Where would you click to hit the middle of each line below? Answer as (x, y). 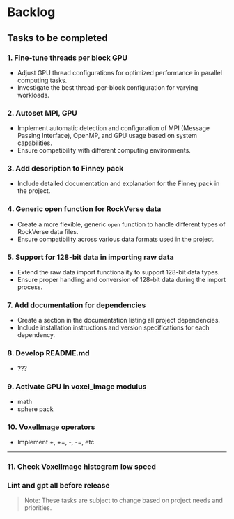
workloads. (33, 95)
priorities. (38, 508)
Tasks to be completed (57, 38)
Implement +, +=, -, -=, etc (56, 442)
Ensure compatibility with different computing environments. (104, 150)
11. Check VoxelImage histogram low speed (82, 467)
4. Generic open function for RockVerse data (84, 209)
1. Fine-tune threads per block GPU (67, 58)
